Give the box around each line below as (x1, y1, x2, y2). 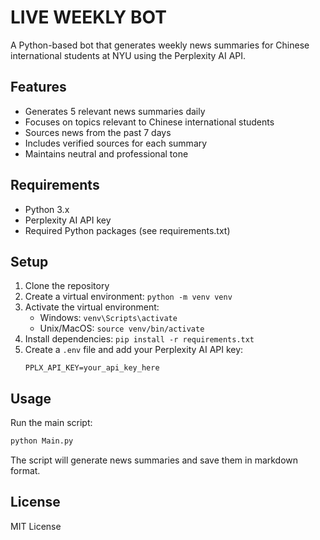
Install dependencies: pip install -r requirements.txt (24, 333, 255, 345)
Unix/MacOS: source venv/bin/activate (39, 322, 205, 335)
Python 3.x (24, 203, 70, 215)
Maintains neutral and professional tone (24, 147, 189, 160)
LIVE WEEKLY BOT (10, 6, 167, 29)
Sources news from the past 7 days (24, 126, 172, 138)
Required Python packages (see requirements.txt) (24, 224, 231, 236)
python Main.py (10, 436, 74, 446)
